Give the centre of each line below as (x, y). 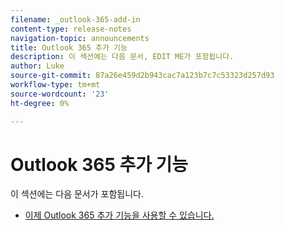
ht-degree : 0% (40, 103)
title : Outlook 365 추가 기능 (69, 47)
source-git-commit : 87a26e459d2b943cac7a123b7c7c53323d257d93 (142, 76)
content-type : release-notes (71, 29)
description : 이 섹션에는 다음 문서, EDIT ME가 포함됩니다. (122, 57)
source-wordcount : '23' (60, 94)
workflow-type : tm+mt (55, 85)
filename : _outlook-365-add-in (75, 19)
